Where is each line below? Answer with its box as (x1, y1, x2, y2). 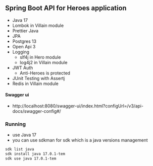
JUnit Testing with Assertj (12, 75, 65, 81)
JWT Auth (12, 65, 33, 71)
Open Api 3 (12, 43, 36, 49)
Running (5, 120, 26, 127)
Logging (12, 49, 30, 55)
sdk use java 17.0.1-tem (5, 156, 56, 161)
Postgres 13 (12, 38, 37, 44)
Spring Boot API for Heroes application (5, 4, 127, 12)
